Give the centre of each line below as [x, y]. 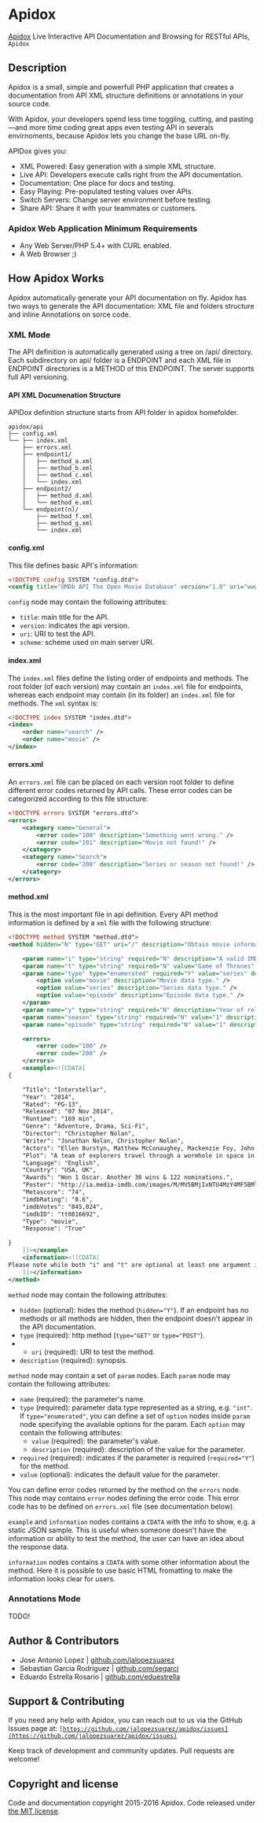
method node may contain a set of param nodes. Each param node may [119, 1375]
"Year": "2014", [49, 1097]
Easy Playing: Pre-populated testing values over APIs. [106, 191]
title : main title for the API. [64, 617]
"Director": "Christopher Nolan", [79, 1134]
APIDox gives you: [38, 150]
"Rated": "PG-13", [52, 1104]
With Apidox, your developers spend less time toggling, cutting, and [118, 119]
